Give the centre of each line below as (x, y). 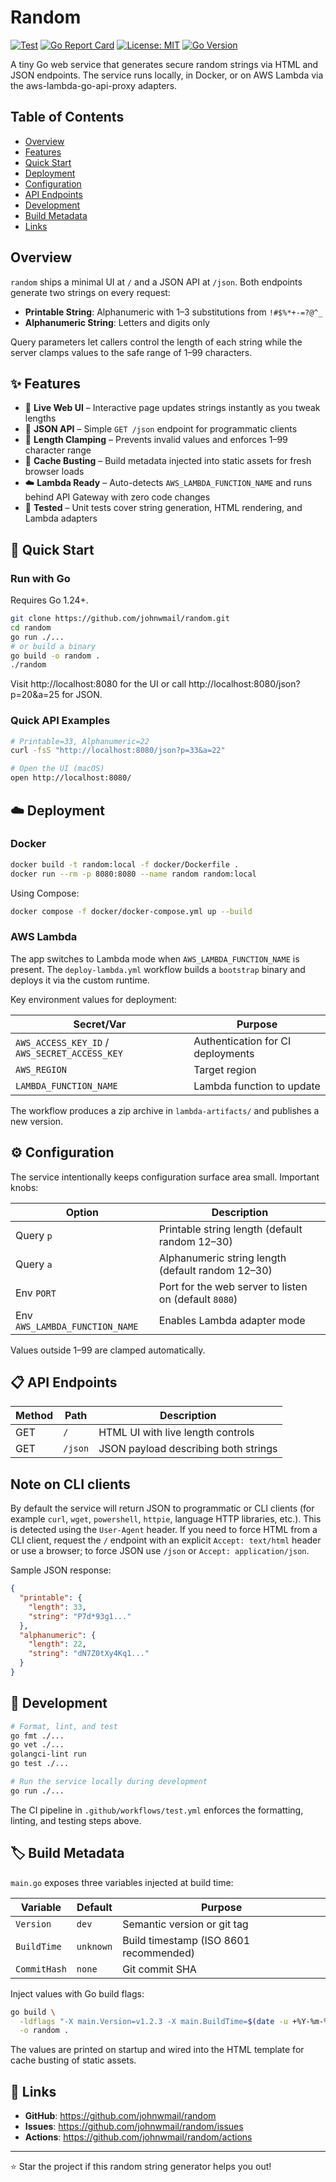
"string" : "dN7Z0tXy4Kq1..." (89, 1654)
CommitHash (41, 1969)
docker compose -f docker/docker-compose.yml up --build (131, 911)
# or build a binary (53, 646)
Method (34, 1416)
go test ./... (40, 1764)
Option (82, 1212)
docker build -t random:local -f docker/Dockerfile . (125, 864)
